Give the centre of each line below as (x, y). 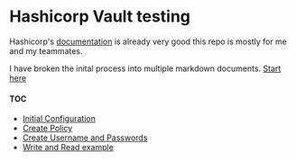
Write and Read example (68, 148)
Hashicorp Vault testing (100, 17)
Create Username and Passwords (85, 138)
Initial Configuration (59, 119)
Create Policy (47, 129)
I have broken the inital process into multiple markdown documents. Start (145, 68)
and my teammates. (46, 50)
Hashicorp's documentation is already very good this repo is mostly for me (148, 41)
